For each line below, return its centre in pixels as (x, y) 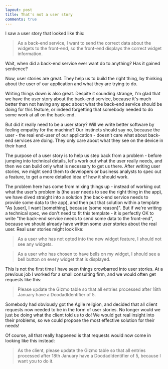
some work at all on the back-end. (41, 115)
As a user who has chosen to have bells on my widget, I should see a (89, 254)
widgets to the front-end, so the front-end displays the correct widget (90, 49)
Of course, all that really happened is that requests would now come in (78, 335)
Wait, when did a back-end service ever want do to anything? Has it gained (83, 64)
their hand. (16, 146)
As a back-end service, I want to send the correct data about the (84, 43)
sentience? (17, 69)
